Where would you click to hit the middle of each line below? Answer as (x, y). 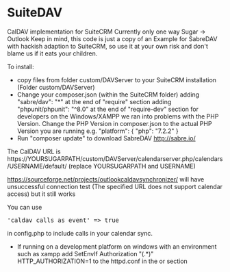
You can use (25, 207)
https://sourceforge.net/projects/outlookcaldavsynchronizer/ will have (106, 179)
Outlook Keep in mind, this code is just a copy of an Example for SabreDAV (112, 38)
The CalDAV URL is (34, 151)
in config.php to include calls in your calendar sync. (80, 233)
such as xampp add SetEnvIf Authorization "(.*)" (85, 254)
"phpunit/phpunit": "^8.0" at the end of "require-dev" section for (107, 109)
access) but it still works (41, 194)
